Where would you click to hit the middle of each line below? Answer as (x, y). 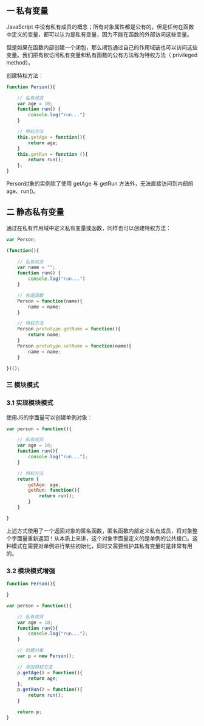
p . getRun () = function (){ (50, 689)
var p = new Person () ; (46, 656)
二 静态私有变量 (35, 212)
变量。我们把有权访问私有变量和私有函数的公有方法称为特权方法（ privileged (102, 55)
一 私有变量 (27, 11)
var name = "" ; (36, 267)
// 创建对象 (30, 651)
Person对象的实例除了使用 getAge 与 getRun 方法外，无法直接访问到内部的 (100, 184)
